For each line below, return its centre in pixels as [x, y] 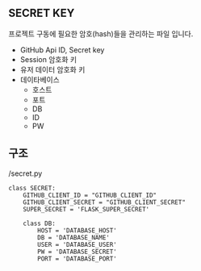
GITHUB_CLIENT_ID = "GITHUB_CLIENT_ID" [90, 195]
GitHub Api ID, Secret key [62, 50]
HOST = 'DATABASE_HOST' [77, 230]
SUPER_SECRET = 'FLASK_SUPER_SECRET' [86, 209]
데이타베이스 [40, 79]
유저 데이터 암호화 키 [52, 69]
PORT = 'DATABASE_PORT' [77, 258]
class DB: [40, 223]
